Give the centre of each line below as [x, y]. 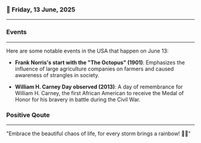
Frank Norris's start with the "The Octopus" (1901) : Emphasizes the [100, 62]
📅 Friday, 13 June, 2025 [41, 10]
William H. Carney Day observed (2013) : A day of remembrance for [99, 87]
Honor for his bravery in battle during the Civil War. [77, 99]
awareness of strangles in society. [57, 75]
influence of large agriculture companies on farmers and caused [94, 69]
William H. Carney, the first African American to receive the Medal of [99, 93]
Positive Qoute [28, 115]
